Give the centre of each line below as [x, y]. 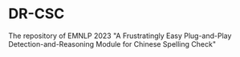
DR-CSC [37, 14]
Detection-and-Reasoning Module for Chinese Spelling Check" [112, 44]
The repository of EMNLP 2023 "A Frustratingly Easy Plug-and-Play [120, 36]
